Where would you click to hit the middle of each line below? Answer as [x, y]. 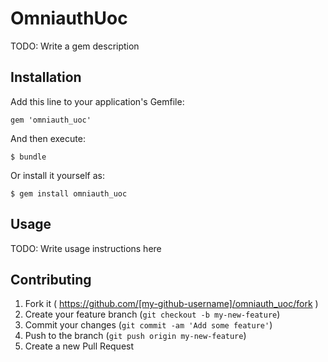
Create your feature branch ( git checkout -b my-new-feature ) [152, 314]
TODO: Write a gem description [75, 46]
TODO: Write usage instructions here [86, 248]
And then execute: [48, 138]
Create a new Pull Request [79, 346]
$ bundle [28, 157]
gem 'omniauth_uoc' [51, 120]
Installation [46, 77]
